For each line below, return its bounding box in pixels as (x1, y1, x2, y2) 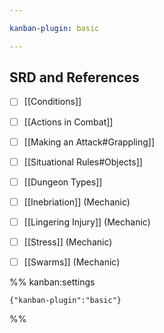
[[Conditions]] (23, 96, 82, 108)
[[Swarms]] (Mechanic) (23, 256, 121, 268)
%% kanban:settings (9, 276, 96, 288)
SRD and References (9, 69, 140, 86)
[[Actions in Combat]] (23, 116, 114, 128)
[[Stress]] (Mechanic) (23, 236, 113, 248)
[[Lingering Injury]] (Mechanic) (23, 216, 151, 228)
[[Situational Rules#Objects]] (23, 156, 143, 168)
